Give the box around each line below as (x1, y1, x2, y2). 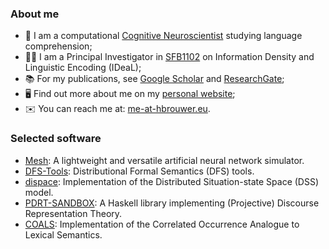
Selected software (10, 132, 102, 146)
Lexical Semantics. (24, 228, 103, 241)
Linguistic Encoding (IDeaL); (24, 62, 142, 74)
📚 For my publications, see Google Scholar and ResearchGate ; (24, 73, 285, 85)
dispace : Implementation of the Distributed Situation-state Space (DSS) (24, 175, 320, 187)
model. (24, 186, 54, 198)
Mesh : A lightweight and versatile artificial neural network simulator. (24, 154, 305, 166)
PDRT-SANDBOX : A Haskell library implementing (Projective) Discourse (24, 197, 320, 209)
